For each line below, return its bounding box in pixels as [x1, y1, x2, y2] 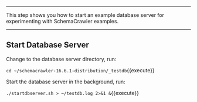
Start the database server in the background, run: [6, 78, 125, 85]
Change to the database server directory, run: [6, 55, 117, 62]
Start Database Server [6, 40, 89, 50]
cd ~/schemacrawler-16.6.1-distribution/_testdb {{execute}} [6, 66, 155, 73]
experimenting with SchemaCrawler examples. [6, 18, 119, 24]
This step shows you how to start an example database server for [6, 12, 165, 18]
